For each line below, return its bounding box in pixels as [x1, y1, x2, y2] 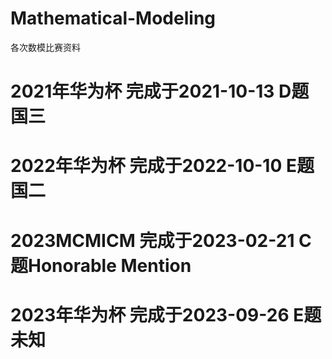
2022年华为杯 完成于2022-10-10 [10, 155, 283, 177]
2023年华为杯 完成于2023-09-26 [10, 303, 290, 326]
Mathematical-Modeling [10, 7, 217, 30]
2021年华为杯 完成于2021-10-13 [10, 80, 275, 103]
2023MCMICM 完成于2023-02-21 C [10, 229, 312, 252]
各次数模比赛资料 [10, 41, 81, 53]
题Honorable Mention [10, 254, 192, 277]
